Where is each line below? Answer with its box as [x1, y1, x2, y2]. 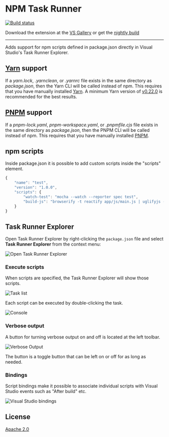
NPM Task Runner [5, 3, 82, 15]
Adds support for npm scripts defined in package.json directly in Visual [5, 44, 152, 50]
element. [5, 166, 24, 172]
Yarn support [5, 64, 48, 73]
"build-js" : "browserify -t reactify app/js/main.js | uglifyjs [23, 199, 161, 204]
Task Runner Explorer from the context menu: [5, 241, 101, 248]
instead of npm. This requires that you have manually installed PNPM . [5, 132, 149, 138]
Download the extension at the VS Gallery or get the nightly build [5, 29, 140, 35]
